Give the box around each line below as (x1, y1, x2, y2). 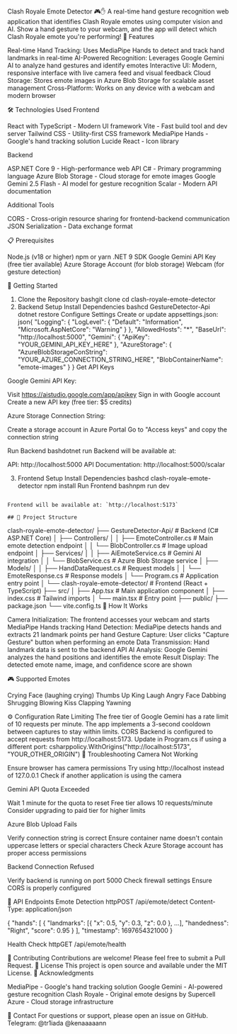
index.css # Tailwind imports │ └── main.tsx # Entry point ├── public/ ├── (7, 594, 229, 602)
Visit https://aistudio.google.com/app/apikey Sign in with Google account (7, 390, 221, 398)
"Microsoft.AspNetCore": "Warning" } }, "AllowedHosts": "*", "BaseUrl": (17, 325, 226, 333)
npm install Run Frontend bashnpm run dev (44, 482, 170, 490)
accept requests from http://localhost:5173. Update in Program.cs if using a (7, 735, 226, 743)
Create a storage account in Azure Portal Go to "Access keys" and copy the (7, 425, 228, 434)
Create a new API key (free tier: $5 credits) (7, 398, 132, 406)
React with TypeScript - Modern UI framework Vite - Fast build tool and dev (7, 122, 228, 130)
